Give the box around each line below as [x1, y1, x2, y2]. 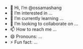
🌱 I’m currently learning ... [10, 15, 64, 21]
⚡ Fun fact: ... [10, 39, 38, 45]
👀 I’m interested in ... [10, 10, 53, 16]
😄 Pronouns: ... [10, 33, 43, 39]
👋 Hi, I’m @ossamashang [10, 5, 62, 10]
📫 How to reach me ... [10, 26, 57, 32]
